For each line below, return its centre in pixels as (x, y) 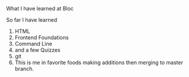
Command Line (33, 44)
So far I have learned (32, 20)
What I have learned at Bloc (40, 9)
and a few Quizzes (37, 50)
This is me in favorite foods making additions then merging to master (99, 62)
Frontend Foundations (42, 37)
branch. (24, 69)
